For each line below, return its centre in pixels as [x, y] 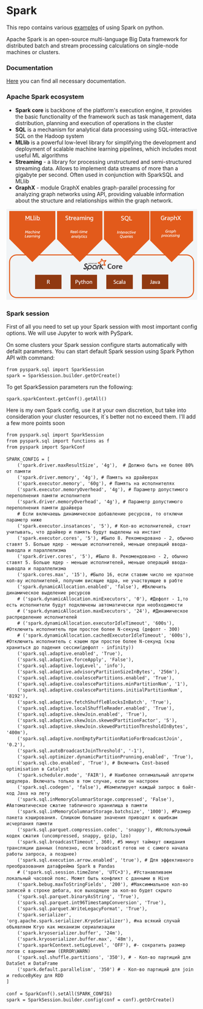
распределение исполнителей [42, 617]
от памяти [19, 471]
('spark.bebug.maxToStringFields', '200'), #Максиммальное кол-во [103, 884]
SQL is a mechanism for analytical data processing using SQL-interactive [106, 129]
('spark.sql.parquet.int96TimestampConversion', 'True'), [92, 903]
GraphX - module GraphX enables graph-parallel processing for [95, 187]
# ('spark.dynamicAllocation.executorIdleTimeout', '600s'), [96, 623]
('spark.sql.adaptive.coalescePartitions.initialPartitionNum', [100, 690]
